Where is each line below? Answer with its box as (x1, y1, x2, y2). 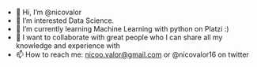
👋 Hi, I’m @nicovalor (15, 8, 82, 17)
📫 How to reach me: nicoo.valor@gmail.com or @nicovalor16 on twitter (15, 50, 249, 59)
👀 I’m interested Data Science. (15, 16, 115, 25)
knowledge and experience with (15, 41, 121, 50)
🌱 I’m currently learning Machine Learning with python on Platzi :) (15, 24, 229, 33)
